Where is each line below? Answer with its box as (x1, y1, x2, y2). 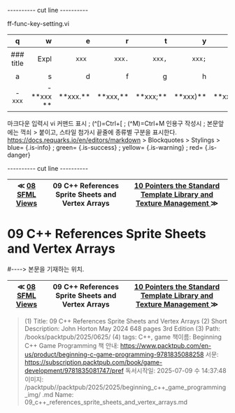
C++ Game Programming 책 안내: (24, 341, 119, 349)
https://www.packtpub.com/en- (120, 341, 212, 349)
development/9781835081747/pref (24, 366, 124, 374)
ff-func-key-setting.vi (7, 20, 70, 27)
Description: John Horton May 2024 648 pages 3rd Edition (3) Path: (24, 324, 221, 332)
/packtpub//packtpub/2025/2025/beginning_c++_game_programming (24, 383, 227, 391)
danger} (7, 150, 31, 159)
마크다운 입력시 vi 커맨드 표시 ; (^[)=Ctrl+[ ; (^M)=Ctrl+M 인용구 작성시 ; (7, 119, 206, 127)
